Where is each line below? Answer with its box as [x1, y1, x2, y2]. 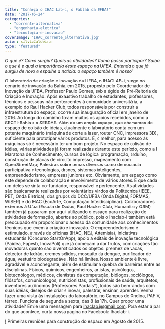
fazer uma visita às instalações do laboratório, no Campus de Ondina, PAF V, [5, 292, 161, 299]
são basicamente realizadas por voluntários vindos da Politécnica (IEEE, [5, 188, 151, 194]
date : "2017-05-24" [5, 12, 45, 17]
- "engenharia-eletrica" [9, 26, 61, 31]
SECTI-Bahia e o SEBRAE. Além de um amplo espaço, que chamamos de [5, 120, 153, 125]
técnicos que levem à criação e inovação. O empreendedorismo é [5, 224, 139, 230]
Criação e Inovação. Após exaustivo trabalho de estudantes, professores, [5, 93, 154, 99]
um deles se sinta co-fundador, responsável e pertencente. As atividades [5, 182, 154, 188]
